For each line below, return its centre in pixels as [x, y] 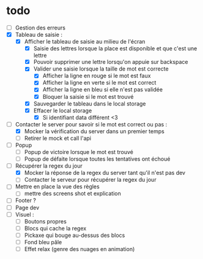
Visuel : [25, 214]
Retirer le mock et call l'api [58, 138]
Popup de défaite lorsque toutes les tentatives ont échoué [97, 159]
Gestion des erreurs [40, 28]
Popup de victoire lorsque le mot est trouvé [79, 152]
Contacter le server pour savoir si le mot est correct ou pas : [91, 124]
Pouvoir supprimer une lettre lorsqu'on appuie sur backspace [111, 62]
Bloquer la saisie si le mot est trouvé [88, 96]
